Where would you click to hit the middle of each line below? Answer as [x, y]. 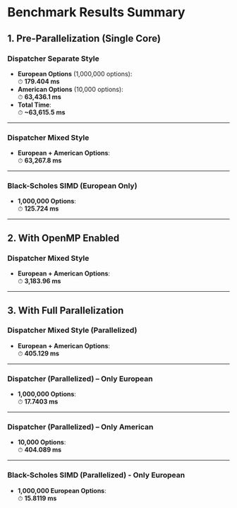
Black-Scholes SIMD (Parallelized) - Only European [96, 475]
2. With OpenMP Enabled [63, 238]
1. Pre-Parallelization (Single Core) [84, 39]
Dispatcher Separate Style [54, 59]
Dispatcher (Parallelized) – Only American [80, 427]
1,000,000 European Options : [62, 490]
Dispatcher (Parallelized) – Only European [80, 379]
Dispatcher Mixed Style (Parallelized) [72, 331]
